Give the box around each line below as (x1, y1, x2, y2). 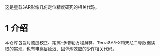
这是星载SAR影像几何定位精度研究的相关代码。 (5, 4, 99, 10)
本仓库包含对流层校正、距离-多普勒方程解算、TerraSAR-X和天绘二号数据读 (5, 40, 156, 45)
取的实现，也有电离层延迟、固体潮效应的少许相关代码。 (5, 45, 116, 52)
